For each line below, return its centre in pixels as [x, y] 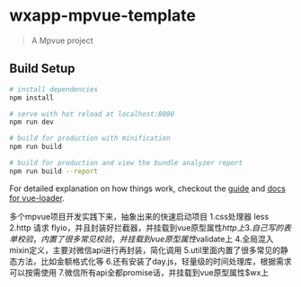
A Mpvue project [62, 40]
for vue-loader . [37, 197]
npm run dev [31, 122]
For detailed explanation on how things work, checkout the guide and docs [147, 188]
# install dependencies [54, 89]
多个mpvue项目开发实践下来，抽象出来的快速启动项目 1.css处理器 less [139, 216]
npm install [31, 98]
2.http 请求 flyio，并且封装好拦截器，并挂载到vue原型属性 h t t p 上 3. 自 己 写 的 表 [150, 227]
